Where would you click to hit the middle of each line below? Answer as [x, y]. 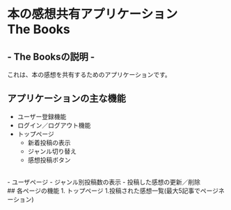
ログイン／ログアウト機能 [54, 125]
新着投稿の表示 [49, 142]
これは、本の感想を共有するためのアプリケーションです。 [89, 75]
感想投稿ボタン [49, 159]
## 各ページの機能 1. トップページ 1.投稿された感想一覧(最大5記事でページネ [116, 191]
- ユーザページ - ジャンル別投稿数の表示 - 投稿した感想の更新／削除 [104, 182]
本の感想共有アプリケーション [93, 14]
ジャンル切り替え [52, 151]
